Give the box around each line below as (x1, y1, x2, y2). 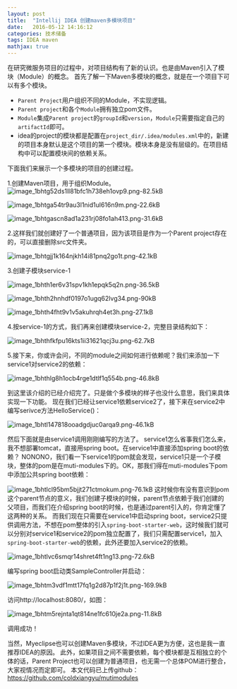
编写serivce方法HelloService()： (7, 407, 102, 414)
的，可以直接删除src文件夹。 (7, 238, 91, 246)
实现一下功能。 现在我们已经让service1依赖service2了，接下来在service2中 (7, 397, 226, 406)
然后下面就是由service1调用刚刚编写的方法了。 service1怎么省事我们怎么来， (7, 435, 230, 443)
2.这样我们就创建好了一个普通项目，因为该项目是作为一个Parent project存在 (7, 229, 227, 237)
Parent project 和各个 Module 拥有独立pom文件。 (17, 105, 157, 113)
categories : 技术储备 (7, 30, 67, 37)
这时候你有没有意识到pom (154, 485, 229, 493)
